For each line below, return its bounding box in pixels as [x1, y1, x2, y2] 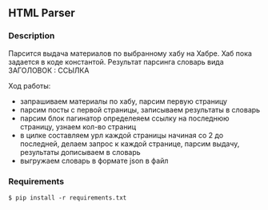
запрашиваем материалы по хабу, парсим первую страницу [19, 96, 228, 106]
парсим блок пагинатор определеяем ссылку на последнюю [19, 113, 230, 123]
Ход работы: [8, 81, 51, 90]
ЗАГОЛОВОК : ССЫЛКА [8, 65, 90, 75]
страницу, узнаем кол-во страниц [19, 121, 137, 131]
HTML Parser [8, 6, 76, 20]
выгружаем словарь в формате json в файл [19, 156, 169, 165]
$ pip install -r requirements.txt [8, 193, 127, 202]
